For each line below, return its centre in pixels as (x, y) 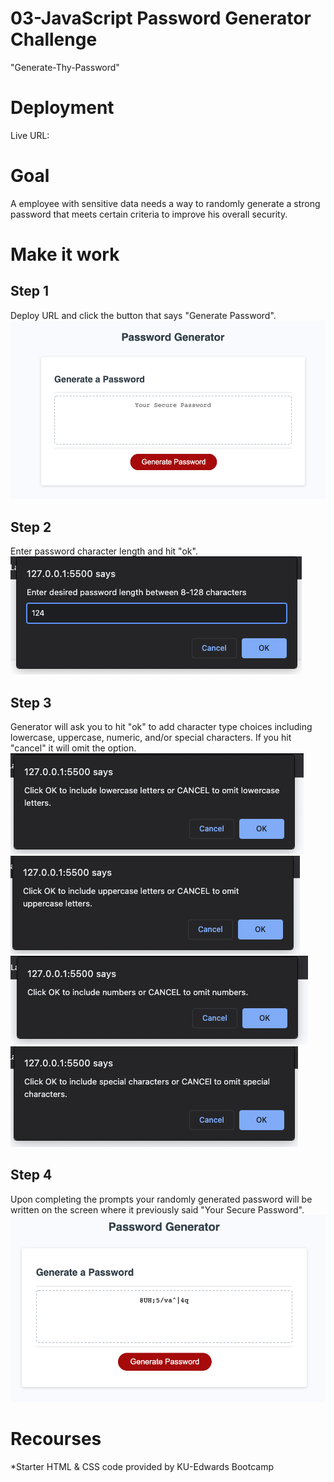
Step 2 (31, 527)
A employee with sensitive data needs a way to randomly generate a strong (165, 203)
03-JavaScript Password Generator (161, 18)
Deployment (62, 108)
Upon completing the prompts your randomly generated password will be (161, 1199)
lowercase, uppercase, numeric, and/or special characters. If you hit (151, 737)
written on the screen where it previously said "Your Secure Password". (157, 1209)
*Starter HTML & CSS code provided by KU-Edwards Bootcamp (142, 1466)
